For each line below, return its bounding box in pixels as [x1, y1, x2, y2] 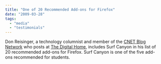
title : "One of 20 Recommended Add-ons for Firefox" [5, 7, 115, 12]
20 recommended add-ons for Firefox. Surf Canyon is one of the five [5, 49, 144, 55]
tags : [5, 16, 16, 21]
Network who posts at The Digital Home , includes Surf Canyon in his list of [5, 44, 156, 50]
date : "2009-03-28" [5, 12, 45, 17]
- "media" [9, 21, 29, 26]
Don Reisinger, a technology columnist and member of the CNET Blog [5, 39, 146, 44]
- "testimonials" [9, 25, 45, 30]
